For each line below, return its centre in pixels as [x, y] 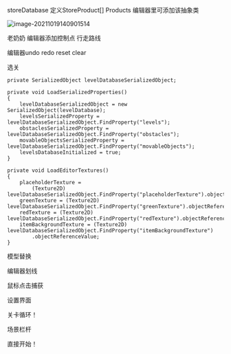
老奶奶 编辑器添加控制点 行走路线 [54, 38]
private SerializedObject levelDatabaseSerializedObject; [92, 80]
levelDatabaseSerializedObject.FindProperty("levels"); [89, 122]
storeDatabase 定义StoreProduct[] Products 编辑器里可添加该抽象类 [103, 10]
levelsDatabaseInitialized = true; [70, 153]
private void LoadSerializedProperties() [67, 92]
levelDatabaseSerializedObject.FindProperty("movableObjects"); [101, 146]
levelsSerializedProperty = [59, 116]
